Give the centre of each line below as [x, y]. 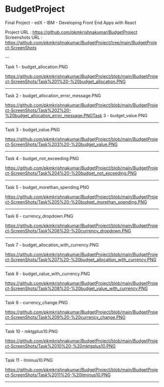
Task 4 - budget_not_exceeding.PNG [42, 158]
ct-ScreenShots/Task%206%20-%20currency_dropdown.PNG [68, 231]
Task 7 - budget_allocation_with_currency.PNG [52, 245]
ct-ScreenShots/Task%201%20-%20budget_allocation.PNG [65, 81]
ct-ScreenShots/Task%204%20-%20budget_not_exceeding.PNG [71, 173]
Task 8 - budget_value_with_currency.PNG [48, 274]
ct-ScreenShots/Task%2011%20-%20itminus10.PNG [58, 375]
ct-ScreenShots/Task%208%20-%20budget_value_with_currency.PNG [76, 288]
